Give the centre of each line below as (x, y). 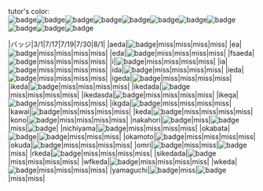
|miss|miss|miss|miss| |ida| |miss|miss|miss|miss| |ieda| (141, 70)
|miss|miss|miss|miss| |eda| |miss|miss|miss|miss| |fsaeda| (146, 53)
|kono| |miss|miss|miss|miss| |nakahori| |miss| (110, 120)
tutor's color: (29, 11)
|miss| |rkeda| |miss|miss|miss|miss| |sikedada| (98, 153)
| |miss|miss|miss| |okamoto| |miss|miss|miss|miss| (146, 136)
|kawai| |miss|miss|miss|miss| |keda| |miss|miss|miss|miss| (131, 112)
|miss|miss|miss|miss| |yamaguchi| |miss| (117, 170)
